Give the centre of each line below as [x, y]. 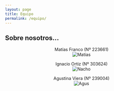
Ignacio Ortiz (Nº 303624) [81, 64]
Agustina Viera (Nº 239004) [81, 78]
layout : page [18, 9]
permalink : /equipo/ [26, 18]
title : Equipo [19, 14]
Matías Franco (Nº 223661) [81, 50]
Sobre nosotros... [32, 38]
